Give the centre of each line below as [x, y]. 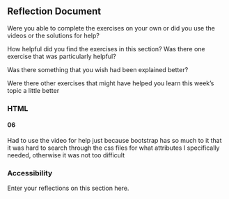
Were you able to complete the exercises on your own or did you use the [111, 28]
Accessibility [30, 173]
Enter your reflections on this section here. [68, 188]
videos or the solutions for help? [53, 35]
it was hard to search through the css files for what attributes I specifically [113, 148]
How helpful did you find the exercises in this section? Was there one [106, 49]
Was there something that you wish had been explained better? [98, 69]
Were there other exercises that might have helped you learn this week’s [111, 83]
